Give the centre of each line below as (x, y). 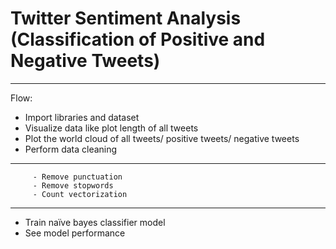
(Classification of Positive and (138, 39)
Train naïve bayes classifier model (95, 222)
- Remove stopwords (73, 185)
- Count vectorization (80, 194)
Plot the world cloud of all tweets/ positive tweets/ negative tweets (162, 138)
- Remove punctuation (77, 177)
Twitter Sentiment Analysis (126, 18)
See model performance (75, 233)
